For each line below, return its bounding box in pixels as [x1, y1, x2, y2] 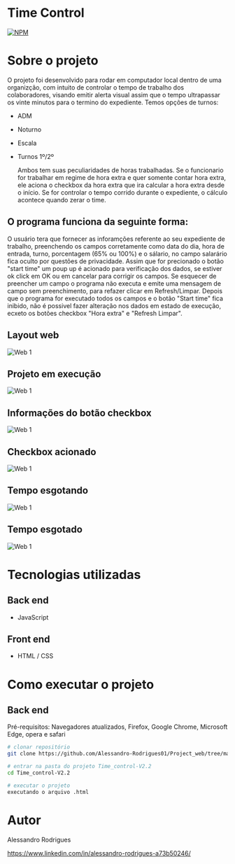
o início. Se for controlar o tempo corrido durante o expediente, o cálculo [17, 188, 228, 197]
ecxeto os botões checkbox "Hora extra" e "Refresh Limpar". [7, 309, 183, 317]
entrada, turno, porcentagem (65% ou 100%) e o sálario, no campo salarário [7, 249, 227, 258]
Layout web [7, 329, 59, 341]
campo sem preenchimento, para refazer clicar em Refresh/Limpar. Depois [7, 286, 222, 295]
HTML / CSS [17, 652, 54, 660]
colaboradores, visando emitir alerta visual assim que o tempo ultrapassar [7, 90, 220, 99]
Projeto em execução [7, 368, 101, 379]
